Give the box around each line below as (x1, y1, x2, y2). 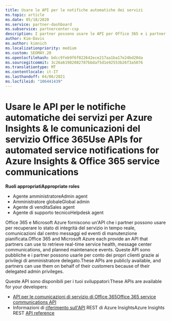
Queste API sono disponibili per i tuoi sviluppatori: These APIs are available (5, 278, 162, 284)
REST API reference (12, 310, 55, 316)
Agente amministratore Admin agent (12, 193, 88, 199)
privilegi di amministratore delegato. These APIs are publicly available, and (5, 257, 161, 264)
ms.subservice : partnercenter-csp (5, 27, 79, 32)
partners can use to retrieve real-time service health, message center (5, 241, 152, 247)
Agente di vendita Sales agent (12, 204, 75, 210)
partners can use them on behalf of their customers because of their (5, 263, 150, 269)
